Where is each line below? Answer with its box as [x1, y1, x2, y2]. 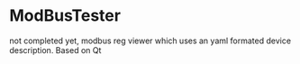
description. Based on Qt [9, 44, 102, 55]
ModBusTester [9, 5, 122, 26]
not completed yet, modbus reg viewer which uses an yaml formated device [9, 35, 291, 46]
